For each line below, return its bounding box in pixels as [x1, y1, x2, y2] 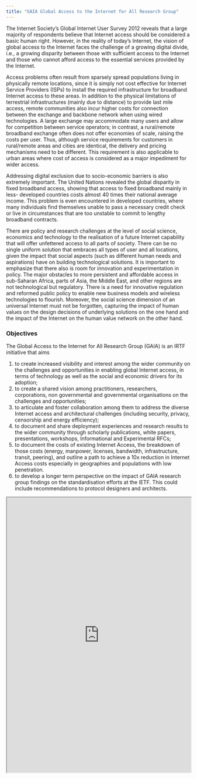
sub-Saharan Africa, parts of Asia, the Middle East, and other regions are [6, 277, 182, 284]
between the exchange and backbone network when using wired [6, 111, 163, 118]
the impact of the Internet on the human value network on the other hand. [6, 315, 184, 322]
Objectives [6, 329, 38, 338]
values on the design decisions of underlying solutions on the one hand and [6, 308, 189, 315]
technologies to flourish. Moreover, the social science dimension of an [6, 296, 175, 303]
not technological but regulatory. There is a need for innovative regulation [6, 283, 183, 291]
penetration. [14, 466, 44, 473]
